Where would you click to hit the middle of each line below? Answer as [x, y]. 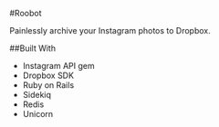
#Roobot [26, 13]
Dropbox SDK [48, 75]
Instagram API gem [58, 66]
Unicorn [38, 114]
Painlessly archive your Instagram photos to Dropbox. [110, 30]
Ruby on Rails [48, 85]
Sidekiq [37, 95]
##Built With [33, 48]
